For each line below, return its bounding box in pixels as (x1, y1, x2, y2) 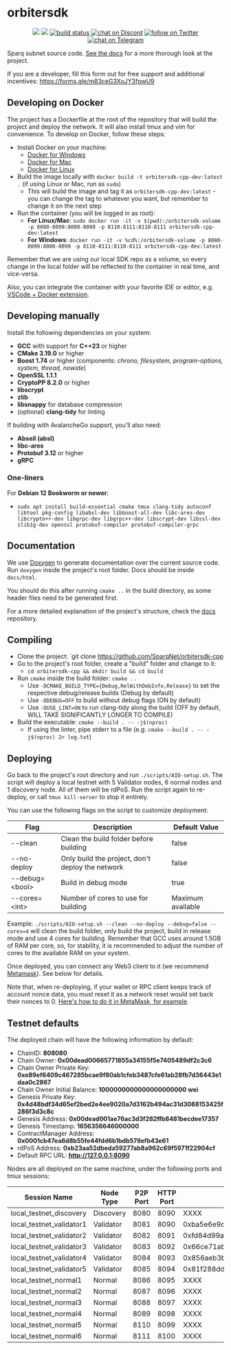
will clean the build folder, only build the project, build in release (30, 927, 211, 935)
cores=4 (7, 928, 30, 935)
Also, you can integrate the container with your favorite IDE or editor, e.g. (7, 283, 214, 291)
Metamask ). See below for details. (7, 970, 104, 978)
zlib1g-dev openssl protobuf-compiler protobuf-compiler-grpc (16, 521, 199, 528)
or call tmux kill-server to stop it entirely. (30, 793, 149, 801)
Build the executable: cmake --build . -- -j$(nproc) (16, 718, 168, 726)
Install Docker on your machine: (16, 143, 108, 151)
